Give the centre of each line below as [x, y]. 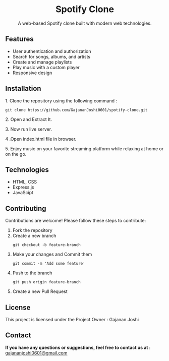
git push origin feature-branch [46, 282]
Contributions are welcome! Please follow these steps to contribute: [76, 221]
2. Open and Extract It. [29, 119]
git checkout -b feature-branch [46, 245]
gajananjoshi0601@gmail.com [36, 353]
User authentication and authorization [52, 51]
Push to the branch [32, 273]
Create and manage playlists [42, 62]
